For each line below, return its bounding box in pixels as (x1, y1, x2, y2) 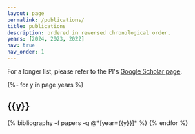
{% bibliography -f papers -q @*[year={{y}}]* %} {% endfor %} (7, 118, 189, 127)
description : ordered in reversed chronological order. (7, 29, 171, 36)
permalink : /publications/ (7, 16, 85, 23)
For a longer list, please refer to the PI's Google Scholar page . (7, 67, 183, 76)
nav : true (7, 42, 36, 49)
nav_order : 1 (7, 49, 45, 56)
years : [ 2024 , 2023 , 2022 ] (7, 36, 85, 43)
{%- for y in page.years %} (7, 80, 84, 89)
